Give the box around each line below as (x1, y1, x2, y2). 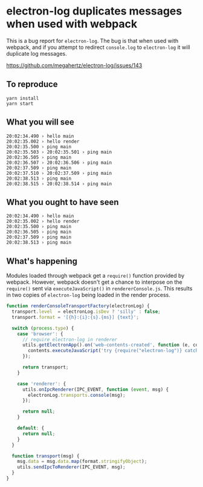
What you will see (6, 117, 74, 128)
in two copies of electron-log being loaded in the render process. (6, 292, 171, 299)
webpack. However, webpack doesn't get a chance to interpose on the (6, 278, 182, 286)
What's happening (6, 256, 77, 266)
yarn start (6, 100, 34, 106)
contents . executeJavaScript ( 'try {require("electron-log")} (28, 348, 182, 354)
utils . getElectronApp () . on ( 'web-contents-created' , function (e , (22, 342, 190, 348)
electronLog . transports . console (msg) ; (28, 392, 126, 398)
